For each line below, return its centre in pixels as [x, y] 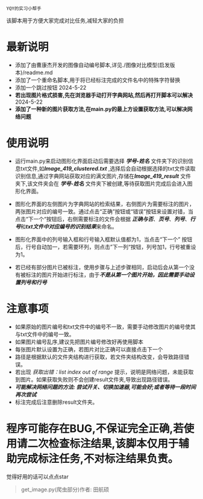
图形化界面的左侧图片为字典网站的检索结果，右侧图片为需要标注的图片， [105, 204]
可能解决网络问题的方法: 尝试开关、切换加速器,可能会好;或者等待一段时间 [105, 387]
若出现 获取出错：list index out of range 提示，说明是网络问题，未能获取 [104, 372]
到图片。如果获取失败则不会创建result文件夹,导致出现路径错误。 [94, 379]
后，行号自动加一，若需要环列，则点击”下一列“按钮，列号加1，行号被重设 [105, 246]
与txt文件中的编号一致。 [45, 334]
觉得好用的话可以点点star [38, 476]
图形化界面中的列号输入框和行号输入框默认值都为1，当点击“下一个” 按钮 [104, 239]
